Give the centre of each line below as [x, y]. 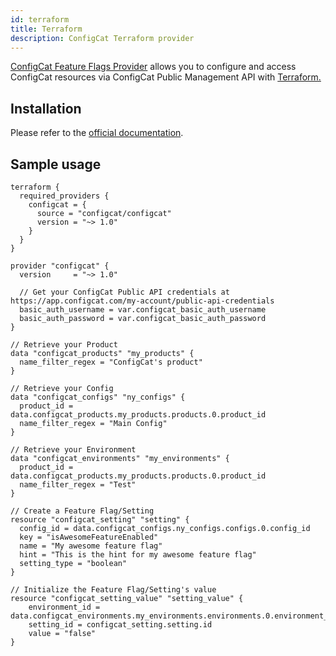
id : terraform [40, 19]
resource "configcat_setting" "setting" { [100, 520]
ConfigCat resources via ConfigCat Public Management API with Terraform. [166, 77]
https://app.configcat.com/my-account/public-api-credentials [142, 301]
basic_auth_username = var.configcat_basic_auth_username [143, 310]
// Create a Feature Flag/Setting [82, 511]
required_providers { [64, 196]
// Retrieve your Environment [73, 450]
